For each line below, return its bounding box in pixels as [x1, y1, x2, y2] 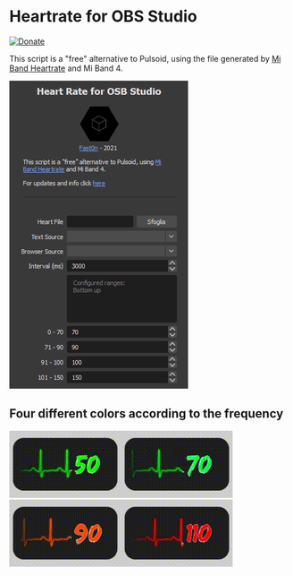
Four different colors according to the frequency [9, 406, 284, 422]
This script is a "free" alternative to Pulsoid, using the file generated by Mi [9, 53, 281, 64]
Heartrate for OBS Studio [9, 6, 198, 27]
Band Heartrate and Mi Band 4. [9, 63, 123, 73]
